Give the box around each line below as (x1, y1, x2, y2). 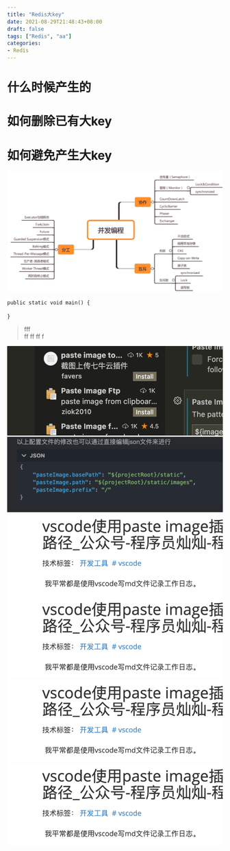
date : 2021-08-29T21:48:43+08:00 (7, 18, 103, 25)
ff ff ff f (23, 332, 44, 341)
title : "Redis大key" (7, 11, 65, 18)
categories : (7, 40, 41, 47)
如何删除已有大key (7, 114, 112, 129)
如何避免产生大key (7, 147, 112, 163)
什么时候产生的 (7, 79, 92, 95)
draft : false (7, 25, 44, 32)
